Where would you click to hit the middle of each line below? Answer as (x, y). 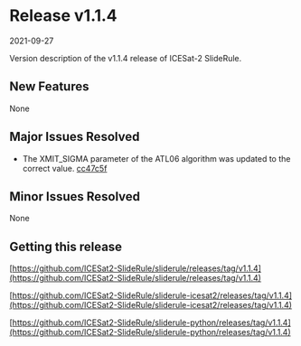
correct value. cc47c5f (65, 168)
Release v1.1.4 (63, 16)
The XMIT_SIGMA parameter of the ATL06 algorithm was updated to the (156, 158)
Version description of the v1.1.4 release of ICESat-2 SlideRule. (126, 58)
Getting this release (66, 246)
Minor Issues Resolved (75, 196)
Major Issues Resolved (75, 137)
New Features (49, 87)
